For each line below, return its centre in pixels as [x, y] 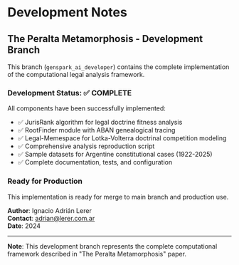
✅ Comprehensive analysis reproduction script [86, 146]
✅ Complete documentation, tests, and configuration [95, 162]
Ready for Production [45, 181]
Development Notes [68, 12]
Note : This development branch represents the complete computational [112, 246]
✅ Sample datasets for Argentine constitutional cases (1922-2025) [115, 155]
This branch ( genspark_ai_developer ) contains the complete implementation [118, 67]
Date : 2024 [24, 226]
